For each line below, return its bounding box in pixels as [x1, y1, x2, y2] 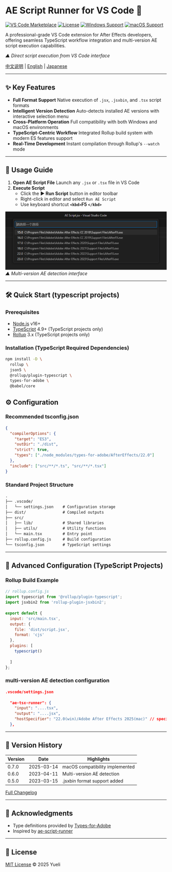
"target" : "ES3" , [14, 437, 52, 442]
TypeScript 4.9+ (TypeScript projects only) [12, 326, 103, 332]
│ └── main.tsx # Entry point [5, 532, 93, 537]
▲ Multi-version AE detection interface [5, 270, 88, 277]
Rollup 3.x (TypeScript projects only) [12, 331, 90, 337]
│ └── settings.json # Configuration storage [5, 504, 116, 510]
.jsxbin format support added [62, 778, 124, 784]
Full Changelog [5, 789, 37, 795]
